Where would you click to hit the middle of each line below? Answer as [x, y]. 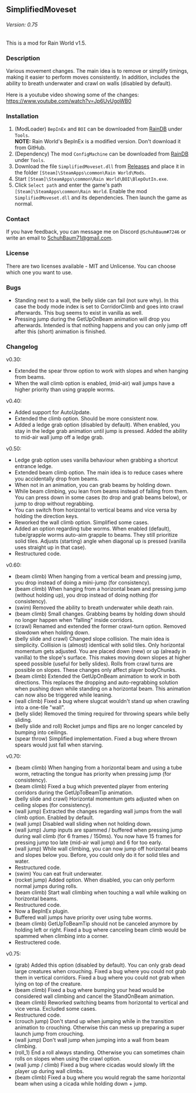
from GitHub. [30, 148]
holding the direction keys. [47, 516]
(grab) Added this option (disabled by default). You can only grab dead [100, 965]
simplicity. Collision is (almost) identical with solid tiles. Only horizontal [99, 645]
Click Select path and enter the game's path [68, 185]
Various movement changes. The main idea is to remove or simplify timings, [97, 70]
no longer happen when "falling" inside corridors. [74, 620]
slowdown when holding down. [52, 633]
